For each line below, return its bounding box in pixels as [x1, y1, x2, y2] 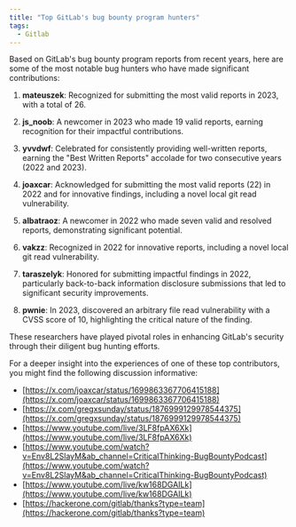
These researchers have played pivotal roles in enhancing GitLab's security [9, 331, 284, 342]
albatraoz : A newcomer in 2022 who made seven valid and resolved [21, 215, 272, 227]
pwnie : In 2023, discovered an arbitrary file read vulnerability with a [21, 305, 270, 315]
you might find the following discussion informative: [9, 368, 198, 379]
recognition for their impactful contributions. [21, 126, 184, 137]
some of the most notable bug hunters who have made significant [9, 63, 250, 74]
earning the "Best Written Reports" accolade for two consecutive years [21, 153, 282, 164]
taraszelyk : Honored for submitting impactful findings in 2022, [21, 268, 252, 280]
